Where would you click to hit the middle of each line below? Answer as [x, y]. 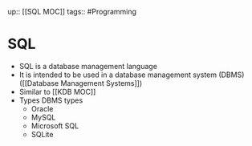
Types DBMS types [51, 100]
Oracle [42, 108]
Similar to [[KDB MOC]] [57, 91]
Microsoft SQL [55, 126]
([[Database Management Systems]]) [81, 83]
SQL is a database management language [88, 66]
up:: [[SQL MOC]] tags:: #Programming [72, 12]
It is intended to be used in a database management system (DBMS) [132, 75]
